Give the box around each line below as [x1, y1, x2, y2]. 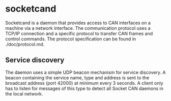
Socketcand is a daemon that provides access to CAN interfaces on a [5, 20, 151, 26]
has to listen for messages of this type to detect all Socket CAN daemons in [5, 85, 164, 91]
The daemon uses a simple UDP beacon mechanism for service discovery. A [5, 69, 166, 75]
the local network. [5, 90, 43, 96]
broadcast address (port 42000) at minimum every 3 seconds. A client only [5, 80, 164, 86]
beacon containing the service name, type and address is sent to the [5, 74, 150, 81]
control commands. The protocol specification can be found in [5, 36, 136, 42]
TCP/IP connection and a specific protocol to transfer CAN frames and [5, 30, 153, 36]
